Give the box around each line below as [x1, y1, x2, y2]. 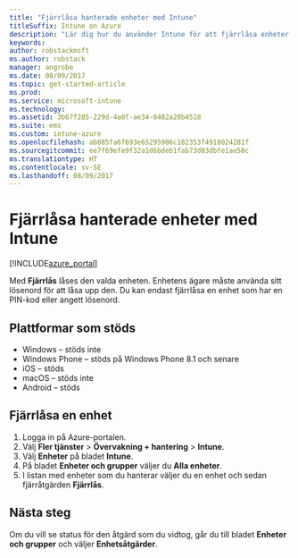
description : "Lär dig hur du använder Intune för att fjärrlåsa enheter [9, 30, 290, 38]
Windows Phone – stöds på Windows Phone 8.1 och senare [21, 354, 239, 364]
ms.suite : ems [9, 122, 62, 131]
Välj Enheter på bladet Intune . [21, 451, 134, 461]
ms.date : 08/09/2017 [9, 72, 87, 80]
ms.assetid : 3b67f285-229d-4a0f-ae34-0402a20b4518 [9, 113, 202, 122]
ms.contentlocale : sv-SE [9, 163, 102, 172]
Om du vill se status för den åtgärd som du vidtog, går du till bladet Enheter [9, 528, 287, 539]
